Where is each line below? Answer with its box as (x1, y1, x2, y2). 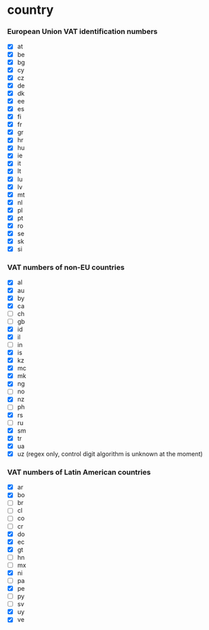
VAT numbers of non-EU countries (7, 263, 125, 273)
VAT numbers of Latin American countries (7, 467, 151, 477)
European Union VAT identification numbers (7, 27, 158, 37)
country (7, 2, 54, 18)
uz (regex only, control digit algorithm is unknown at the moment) (17, 449, 203, 457)
